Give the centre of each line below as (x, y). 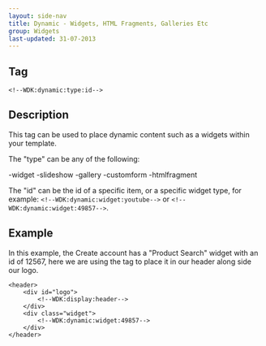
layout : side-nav (38, 16)
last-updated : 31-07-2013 (52, 39)
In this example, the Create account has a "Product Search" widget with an (133, 253)
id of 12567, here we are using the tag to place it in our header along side (130, 262)
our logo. (24, 270)
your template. (32, 143)
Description (39, 115)
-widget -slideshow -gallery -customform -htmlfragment (103, 175)
